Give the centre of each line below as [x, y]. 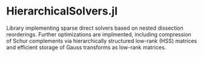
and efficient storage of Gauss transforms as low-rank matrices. [86, 47]
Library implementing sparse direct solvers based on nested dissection [95, 28]
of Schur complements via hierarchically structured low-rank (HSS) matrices [101, 41]
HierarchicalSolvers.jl [62, 11]
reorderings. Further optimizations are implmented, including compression [99, 34]
